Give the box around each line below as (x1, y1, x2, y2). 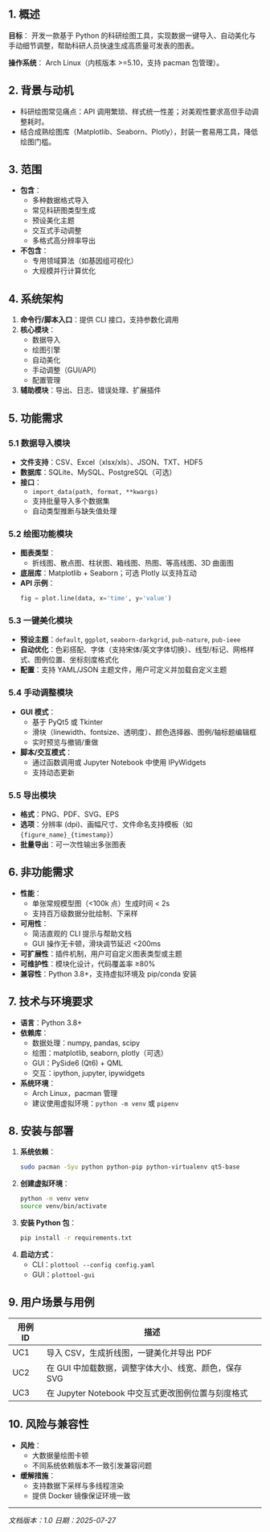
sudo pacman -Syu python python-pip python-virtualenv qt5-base (19, 1163, 240, 1171)
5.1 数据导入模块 (8, 438, 71, 449)
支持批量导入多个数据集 (31, 496, 110, 505)
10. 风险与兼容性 (8, 1418, 89, 1431)
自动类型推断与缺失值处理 (31, 506, 117, 516)
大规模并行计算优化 (31, 266, 96, 276)
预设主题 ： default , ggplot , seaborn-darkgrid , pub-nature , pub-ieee (19, 635, 241, 645)
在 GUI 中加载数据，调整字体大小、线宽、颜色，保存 (47, 1362, 243, 1373)
